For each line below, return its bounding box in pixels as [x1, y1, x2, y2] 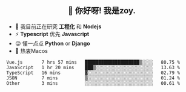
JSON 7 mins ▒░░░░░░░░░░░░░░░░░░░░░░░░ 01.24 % [6, 75, 181, 81]
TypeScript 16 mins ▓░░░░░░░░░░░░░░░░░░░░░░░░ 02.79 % [6, 70, 181, 76]
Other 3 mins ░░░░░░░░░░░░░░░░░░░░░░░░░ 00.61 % [6, 80, 181, 86]
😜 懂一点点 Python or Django [15, 40, 90, 47]
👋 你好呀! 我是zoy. [67, 5, 136, 16]
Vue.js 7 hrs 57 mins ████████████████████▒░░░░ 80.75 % [6, 59, 181, 65]
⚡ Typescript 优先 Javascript [15, 30, 90, 37]
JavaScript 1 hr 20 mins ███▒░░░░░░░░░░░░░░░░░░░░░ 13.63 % [6, 64, 181, 70]
